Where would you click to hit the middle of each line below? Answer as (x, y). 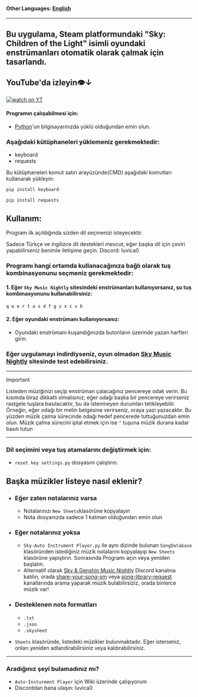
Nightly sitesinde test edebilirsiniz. (57, 361)
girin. (21, 338)
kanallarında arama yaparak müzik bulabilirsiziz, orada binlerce (100, 583)
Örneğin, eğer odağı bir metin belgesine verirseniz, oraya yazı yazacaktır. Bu (99, 410)
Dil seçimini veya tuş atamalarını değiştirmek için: (79, 450)
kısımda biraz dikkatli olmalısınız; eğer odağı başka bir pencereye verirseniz (98, 398)
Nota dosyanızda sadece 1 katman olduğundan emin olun (93, 517)
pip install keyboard (33, 189)
